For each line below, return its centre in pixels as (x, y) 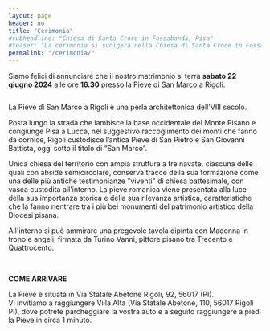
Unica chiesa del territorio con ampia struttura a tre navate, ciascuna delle (131, 164)
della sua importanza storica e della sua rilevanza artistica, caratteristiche (130, 198)
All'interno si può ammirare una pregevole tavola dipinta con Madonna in (129, 231)
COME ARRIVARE (38, 279)
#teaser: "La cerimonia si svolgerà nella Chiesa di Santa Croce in (125, 46)
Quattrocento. (31, 247)
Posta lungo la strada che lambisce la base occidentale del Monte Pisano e (132, 123)
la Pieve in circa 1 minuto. (50, 320)
